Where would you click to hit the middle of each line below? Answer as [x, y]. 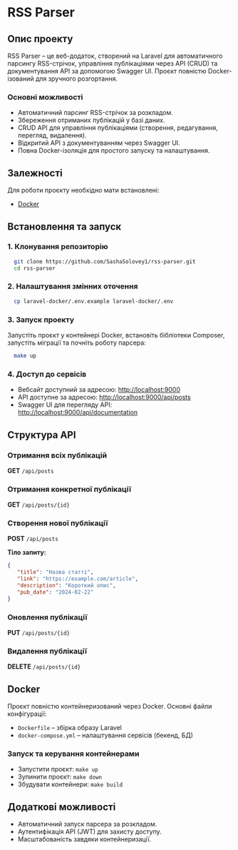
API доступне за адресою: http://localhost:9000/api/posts [104, 398]
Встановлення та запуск [64, 227]
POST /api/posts [33, 539]
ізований [21, 79]
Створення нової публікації [58, 523]
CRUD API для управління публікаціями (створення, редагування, [118, 128]
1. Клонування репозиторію [58, 247]
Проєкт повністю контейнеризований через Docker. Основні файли [110, 707]
